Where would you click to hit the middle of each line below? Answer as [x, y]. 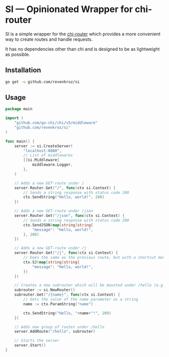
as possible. [18, 54]
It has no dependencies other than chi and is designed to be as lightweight [82, 49]
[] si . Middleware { [41, 160]
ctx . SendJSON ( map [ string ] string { [58, 225]
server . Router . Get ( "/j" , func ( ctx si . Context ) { [66, 253]
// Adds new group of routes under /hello [59, 327]
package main [19, 109]
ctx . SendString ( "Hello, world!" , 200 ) [64, 197]
